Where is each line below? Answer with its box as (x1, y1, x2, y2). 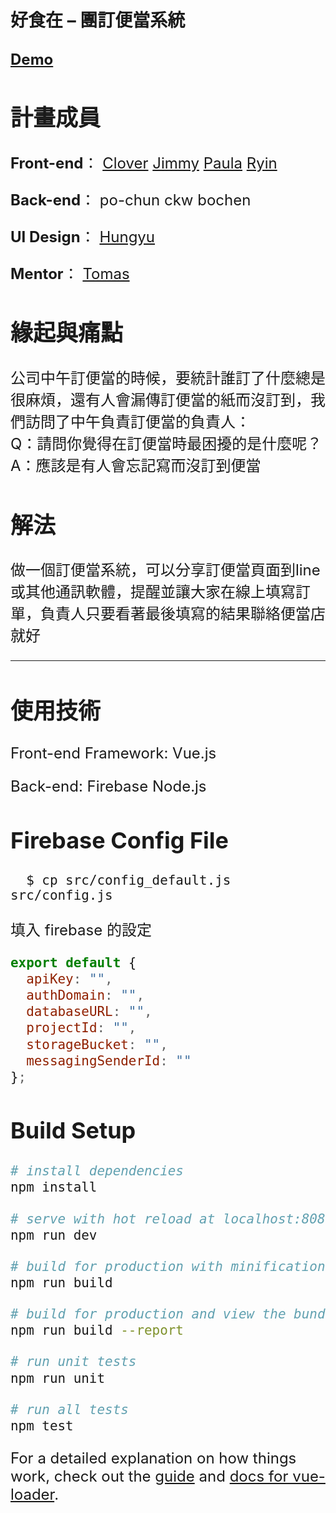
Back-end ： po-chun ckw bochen (10, 190, 252, 210)
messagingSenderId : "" (26, 1052, 192, 1069)
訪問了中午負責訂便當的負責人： (24, 412, 251, 432)
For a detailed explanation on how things (10, 1448, 297, 1468)
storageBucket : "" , (26, 1036, 168, 1053)
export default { (10, 954, 137, 971)
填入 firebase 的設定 (10, 920, 152, 940)
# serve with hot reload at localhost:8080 (10, 1211, 334, 1227)
